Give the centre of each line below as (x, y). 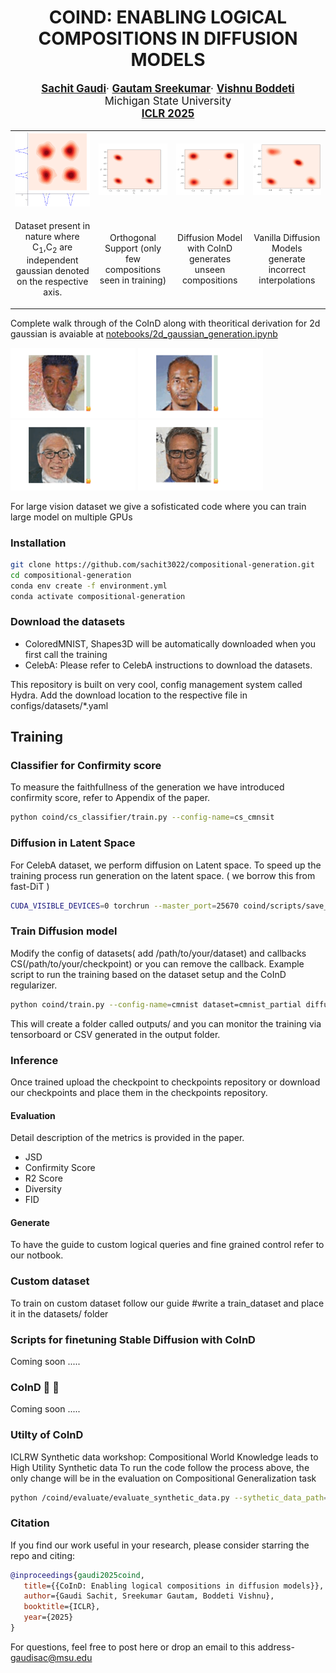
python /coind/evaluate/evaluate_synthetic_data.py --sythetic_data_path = (169, 1497)
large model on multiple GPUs (71, 517)
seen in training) (133, 280)
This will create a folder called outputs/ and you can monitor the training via (166, 1023)
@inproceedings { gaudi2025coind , (77, 1575)
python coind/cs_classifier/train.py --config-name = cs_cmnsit (142, 817)
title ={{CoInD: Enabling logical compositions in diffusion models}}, (174, 1586)
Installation (38, 543)
